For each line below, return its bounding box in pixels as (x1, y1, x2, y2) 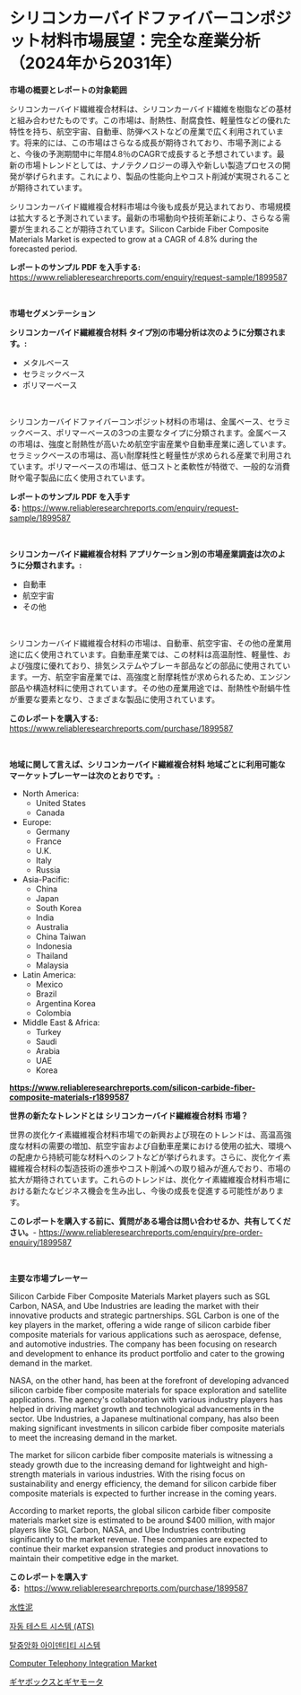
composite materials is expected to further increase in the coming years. (9, 1488, 278, 1498)
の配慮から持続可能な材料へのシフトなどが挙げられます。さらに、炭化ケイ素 (9, 1151, 291, 1163)
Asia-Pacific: (21, 874, 70, 884)
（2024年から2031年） (9, 53, 182, 74)
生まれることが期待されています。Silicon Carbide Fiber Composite (24, 224, 269, 234)
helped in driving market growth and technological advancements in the (9, 1403, 275, 1414)
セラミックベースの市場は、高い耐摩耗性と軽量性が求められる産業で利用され (9, 450, 292, 461)
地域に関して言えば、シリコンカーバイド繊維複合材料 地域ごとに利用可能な (9, 759, 286, 769)
